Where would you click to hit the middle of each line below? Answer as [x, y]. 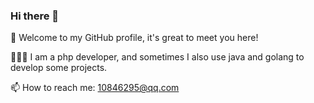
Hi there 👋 [35, 16]
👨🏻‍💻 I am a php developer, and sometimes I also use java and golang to [157, 57]
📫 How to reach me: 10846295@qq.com [95, 88]
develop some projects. [59, 68]
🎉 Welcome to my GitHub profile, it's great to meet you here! [134, 38]
